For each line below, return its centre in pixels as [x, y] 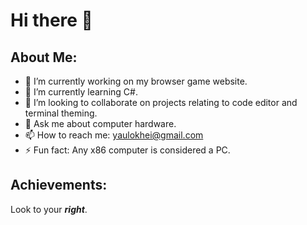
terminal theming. [61, 113]
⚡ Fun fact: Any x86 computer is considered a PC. [127, 150]
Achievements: [59, 185]
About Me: [44, 57]
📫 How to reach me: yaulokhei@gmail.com [114, 135]
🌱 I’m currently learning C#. [81, 92]
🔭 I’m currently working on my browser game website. [136, 81]
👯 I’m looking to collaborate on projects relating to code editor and [161, 102]
